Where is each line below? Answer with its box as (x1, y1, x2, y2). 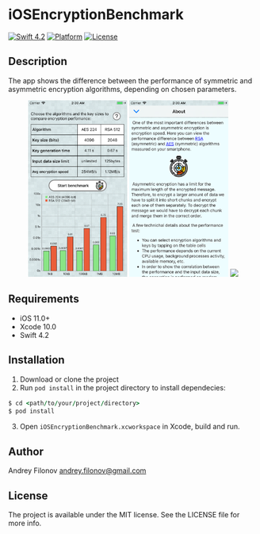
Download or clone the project (19, 375, 119, 384)
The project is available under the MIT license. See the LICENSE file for (8, 509, 240, 519)
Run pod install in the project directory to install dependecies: (19, 382, 226, 392)
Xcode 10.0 (19, 321, 57, 331)
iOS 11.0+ (19, 313, 50, 323)
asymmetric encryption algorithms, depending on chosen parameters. (8, 84, 237, 94)
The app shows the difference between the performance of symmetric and (8, 75, 253, 85)
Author (8, 444, 44, 458)
